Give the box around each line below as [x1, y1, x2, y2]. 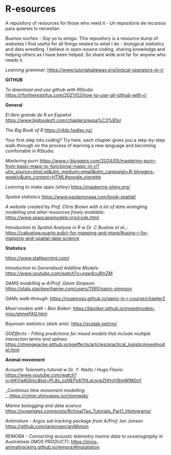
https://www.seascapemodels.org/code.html [5, 214, 100, 220]
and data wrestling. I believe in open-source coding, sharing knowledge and [5, 46, 165, 52]
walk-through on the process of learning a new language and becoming [5, 142, 156, 148]
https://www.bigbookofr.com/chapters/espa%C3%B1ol [5, 117, 121, 123]
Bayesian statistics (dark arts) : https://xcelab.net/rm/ [5, 320, 117, 326]
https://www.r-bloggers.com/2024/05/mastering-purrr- [39, 158, 157, 164]
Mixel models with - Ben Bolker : [5, 305, 72, 311]
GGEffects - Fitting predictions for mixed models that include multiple [5, 330, 151, 337]
